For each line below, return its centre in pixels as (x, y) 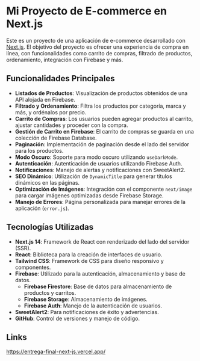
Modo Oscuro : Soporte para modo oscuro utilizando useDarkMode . (96, 157)
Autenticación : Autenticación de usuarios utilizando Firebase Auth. (98, 163)
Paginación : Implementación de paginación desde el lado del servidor (102, 144)
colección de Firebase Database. (56, 138)
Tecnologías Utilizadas (50, 227)
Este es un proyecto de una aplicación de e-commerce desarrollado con (96, 40)
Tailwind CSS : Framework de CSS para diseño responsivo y (89, 261)
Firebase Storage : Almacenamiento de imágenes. (86, 299)
